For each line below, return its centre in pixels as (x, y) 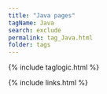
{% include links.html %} (48, 83)
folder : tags (30, 45)
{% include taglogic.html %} (54, 67)
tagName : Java (31, 23)
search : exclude (35, 30)
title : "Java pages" (42, 15)
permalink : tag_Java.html (50, 38)
